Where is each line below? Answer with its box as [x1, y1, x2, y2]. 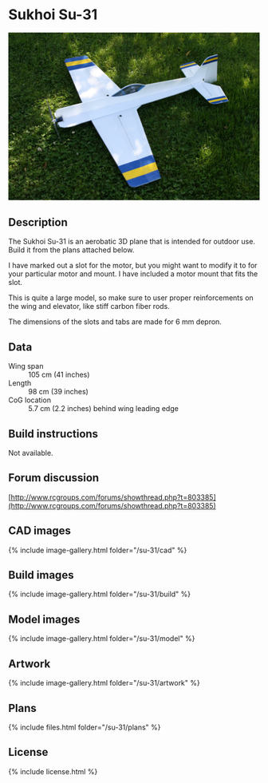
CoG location [8, 395, 52, 405]
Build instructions [8, 427, 98, 441]
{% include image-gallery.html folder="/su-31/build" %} [8, 589, 191, 599]
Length [8, 378, 32, 388]
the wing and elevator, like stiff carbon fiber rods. [8, 302, 170, 311]
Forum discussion [8, 471, 100, 484]
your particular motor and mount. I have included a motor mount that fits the [8, 269, 258, 279]
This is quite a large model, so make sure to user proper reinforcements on [8, 293, 254, 303]
